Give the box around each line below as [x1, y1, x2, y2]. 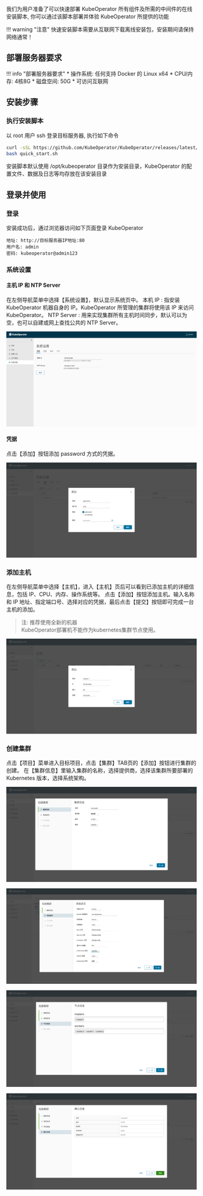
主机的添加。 [6, 606, 38, 613]
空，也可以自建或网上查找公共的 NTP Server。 [6, 319, 122, 326]
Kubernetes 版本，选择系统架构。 [6, 775, 89, 782]
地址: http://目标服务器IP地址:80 [6, 237, 85, 244]
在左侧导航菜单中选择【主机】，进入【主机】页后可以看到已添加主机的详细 [6, 583, 189, 590]
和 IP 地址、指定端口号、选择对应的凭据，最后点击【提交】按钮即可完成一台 [6, 598, 195, 606]
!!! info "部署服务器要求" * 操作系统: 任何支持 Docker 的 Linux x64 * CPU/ [6, 70, 188, 77]
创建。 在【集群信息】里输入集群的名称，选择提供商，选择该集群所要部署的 [6, 767, 193, 774]
